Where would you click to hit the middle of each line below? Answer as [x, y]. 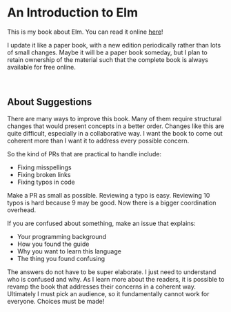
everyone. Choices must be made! [56, 301]
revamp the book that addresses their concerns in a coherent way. [102, 287]
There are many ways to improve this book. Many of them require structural [114, 118]
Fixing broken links [44, 174]
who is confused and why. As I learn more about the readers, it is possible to [116, 279]
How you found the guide [53, 244]
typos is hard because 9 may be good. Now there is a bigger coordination [112, 202]
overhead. [22, 210]
